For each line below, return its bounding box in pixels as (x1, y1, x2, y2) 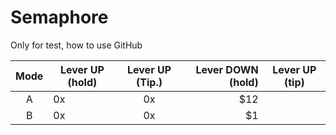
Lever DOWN (195, 62, 259, 76)
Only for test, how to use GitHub (10, 39, 143, 51)
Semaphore (10, 6, 109, 29)
